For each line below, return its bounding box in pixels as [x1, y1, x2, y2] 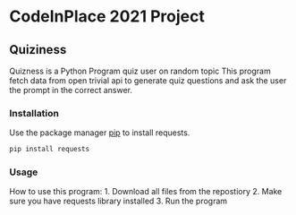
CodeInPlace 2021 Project [9, 6, 206, 27]
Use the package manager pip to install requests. [9, 127, 190, 138]
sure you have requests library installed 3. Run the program [9, 195, 228, 207]
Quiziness [9, 42, 67, 57]
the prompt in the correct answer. [9, 85, 132, 95]
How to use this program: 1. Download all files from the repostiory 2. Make [9, 186, 283, 197]
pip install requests [9, 145, 90, 154]
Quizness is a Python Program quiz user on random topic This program [9, 65, 271, 76]
